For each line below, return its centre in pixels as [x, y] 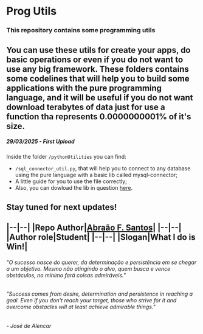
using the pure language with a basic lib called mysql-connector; [96, 175]
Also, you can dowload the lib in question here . [74, 188]
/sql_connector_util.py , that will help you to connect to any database [103, 169]
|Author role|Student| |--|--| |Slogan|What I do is [101, 238]
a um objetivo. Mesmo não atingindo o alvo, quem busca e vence [88, 268]
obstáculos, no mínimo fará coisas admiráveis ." [66, 275]
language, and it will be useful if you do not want [100, 98]
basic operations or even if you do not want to [95, 59]
